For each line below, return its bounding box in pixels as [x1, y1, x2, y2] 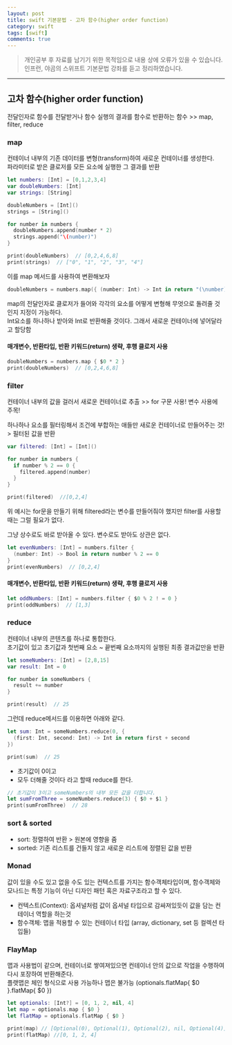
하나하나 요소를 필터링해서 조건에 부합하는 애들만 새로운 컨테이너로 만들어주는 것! [7, 421, 225, 429]
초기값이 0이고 [17, 767, 57, 775]
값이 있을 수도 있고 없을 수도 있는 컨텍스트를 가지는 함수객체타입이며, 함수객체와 [7, 878, 221, 886]
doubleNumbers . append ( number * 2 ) [13, 227, 113, 234]
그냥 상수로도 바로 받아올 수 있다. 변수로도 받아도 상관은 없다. [7, 530, 171, 539]
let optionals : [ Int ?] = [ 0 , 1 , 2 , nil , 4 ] [7, 999, 135, 1007]
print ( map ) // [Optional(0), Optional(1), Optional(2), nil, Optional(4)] [7, 1025, 227, 1032]
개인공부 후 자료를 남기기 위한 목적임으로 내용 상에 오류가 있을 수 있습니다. [23, 56, 223, 64]
